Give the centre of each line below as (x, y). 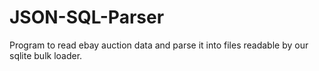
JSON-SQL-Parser (87, 17)
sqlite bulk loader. (46, 55)
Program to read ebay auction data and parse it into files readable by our (159, 45)
